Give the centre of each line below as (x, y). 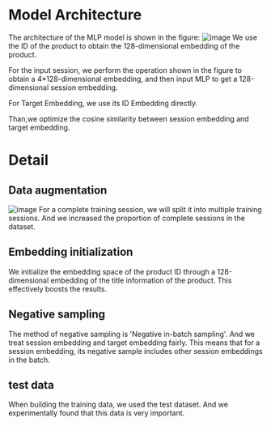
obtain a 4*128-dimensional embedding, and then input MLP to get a (123, 79)
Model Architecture (75, 15)
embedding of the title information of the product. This (141, 280)
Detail (28, 160)
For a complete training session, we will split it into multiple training (150, 209)
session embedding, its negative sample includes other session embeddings (135, 351)
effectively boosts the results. (58, 288)
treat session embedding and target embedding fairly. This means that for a (134, 343)
